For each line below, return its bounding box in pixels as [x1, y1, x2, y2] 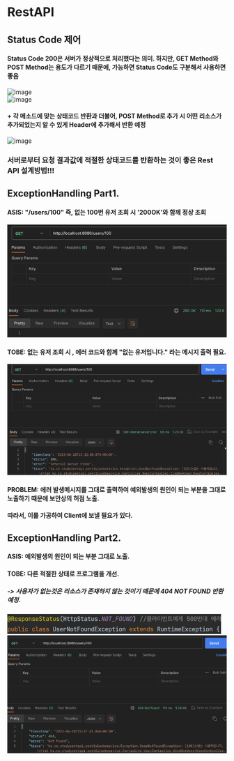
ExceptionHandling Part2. [7, 532, 122, 544]
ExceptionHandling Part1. [7, 187, 120, 199]
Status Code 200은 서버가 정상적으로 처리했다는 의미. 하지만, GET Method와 [7, 54, 219, 63]
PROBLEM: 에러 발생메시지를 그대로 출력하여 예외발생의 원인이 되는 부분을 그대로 [7, 485, 226, 493]
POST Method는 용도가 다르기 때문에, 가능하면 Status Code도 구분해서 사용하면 [7, 63, 226, 72]
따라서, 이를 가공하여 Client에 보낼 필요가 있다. [7, 512, 133, 520]
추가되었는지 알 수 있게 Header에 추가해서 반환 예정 [7, 121, 146, 129]
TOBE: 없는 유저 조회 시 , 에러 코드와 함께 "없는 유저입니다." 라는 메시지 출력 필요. [7, 348, 226, 356]
